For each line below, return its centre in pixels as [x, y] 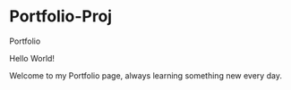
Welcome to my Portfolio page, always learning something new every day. [145, 75]
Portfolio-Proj [61, 16]
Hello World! [32, 58]
